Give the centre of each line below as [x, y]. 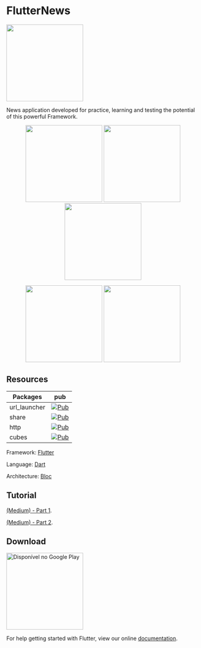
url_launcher [28, 407]
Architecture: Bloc [29, 476]
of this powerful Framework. [42, 116]
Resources [27, 380]
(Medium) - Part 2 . [30, 522]
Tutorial [21, 496]
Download [26, 541]
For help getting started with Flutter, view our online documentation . [92, 638]
